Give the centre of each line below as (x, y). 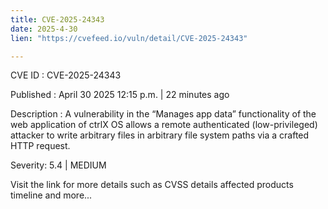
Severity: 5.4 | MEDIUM (58, 165)
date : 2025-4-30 (44, 29)
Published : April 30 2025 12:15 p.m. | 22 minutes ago (120, 95)
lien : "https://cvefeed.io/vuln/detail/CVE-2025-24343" (129, 38)
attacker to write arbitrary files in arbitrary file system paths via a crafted (160, 135)
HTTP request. (40, 146)
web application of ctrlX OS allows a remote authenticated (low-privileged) (164, 125)
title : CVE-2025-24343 (57, 19)
